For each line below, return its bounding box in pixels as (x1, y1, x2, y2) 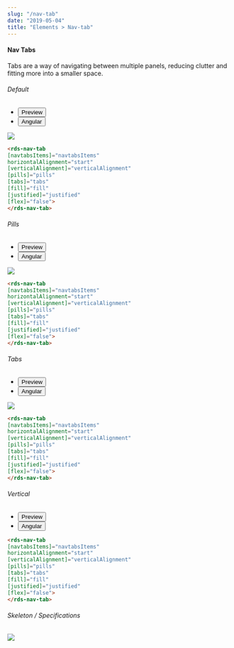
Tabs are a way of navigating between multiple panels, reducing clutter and (7, 61, 228, 70)
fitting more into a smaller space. (7, 69, 104, 77)
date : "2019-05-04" (7, 17, 65, 24)
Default (7, 85, 30, 94)
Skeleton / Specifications (7, 611, 81, 620)
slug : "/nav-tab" (7, 10, 59, 18)
